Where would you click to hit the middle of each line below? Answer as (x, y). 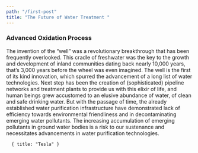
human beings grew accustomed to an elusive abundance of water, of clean (99, 95)
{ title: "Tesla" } (36, 144)
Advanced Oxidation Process (49, 38)
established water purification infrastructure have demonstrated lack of (93, 108)
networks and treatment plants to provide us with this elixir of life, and (91, 89)
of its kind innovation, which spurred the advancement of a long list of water (99, 76)
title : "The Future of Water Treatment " (58, 17)
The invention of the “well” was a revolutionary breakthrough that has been (98, 51)
